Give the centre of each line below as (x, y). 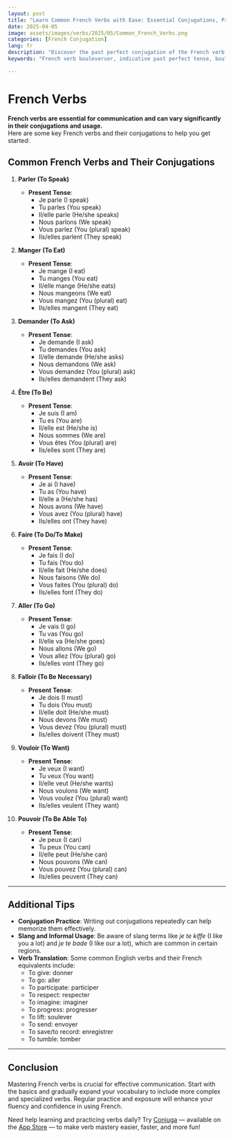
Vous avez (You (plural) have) (81, 513)
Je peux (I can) (60, 839)
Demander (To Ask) (46, 321)
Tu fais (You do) (61, 562)
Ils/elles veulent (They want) (79, 805)
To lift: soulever (50, 1017)
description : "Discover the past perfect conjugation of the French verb (116, 53)
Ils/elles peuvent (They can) (78, 876)
